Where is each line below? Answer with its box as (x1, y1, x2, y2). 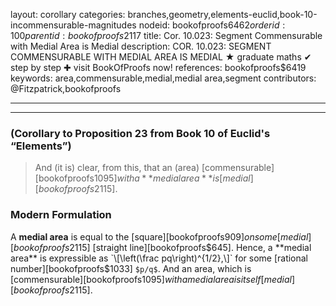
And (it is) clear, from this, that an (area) (34, 162, 200, 174)
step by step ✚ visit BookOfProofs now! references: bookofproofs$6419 (10, 62, 307, 73)
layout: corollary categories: (10, 9, 126, 20)
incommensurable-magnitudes (10, 19, 137, 31)
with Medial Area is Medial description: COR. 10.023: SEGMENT (10, 40, 272, 52)
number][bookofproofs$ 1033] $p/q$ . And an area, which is (10, 262, 252, 274)
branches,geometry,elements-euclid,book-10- (127, 9, 318, 20)
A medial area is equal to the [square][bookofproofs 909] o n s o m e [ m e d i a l (10, 230, 309, 243)
